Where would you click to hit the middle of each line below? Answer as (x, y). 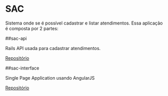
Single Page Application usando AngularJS (50, 78)
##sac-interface (22, 68)
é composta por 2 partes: (32, 28)
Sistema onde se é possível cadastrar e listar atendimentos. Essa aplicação (84, 23)
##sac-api (16, 38)
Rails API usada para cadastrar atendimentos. (53, 48)
